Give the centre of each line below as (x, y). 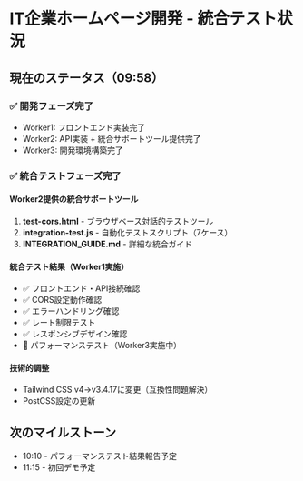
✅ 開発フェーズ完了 (51, 105)
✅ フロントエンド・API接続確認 (81, 288)
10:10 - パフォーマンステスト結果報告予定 (99, 456)
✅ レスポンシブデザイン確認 (75, 334)
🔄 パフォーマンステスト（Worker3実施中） (102, 346)
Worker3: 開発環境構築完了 (73, 150)
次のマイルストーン (63, 432)
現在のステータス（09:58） (87, 78)
